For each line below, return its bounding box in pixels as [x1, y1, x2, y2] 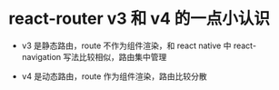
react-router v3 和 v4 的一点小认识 [8, 8, 270, 29]
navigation [21, 51, 62, 62]
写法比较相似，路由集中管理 [63, 51, 167, 62]
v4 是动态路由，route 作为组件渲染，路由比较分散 [21, 70, 207, 82]
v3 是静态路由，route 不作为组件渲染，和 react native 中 [21, 40, 232, 51]
